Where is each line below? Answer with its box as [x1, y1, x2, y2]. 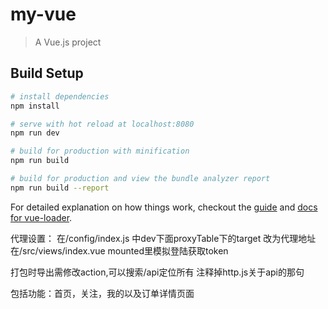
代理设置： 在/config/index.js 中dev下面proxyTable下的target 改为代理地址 [10, 232, 317, 244]
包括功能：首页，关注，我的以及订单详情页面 [10, 287, 195, 299]
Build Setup [10, 65, 84, 82]
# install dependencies [10, 91, 110, 102]
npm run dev [10, 128, 60, 138]
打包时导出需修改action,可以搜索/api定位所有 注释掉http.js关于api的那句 [10, 266, 305, 278]
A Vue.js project [34, 36, 102, 48]
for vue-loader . [10, 211, 73, 223]
